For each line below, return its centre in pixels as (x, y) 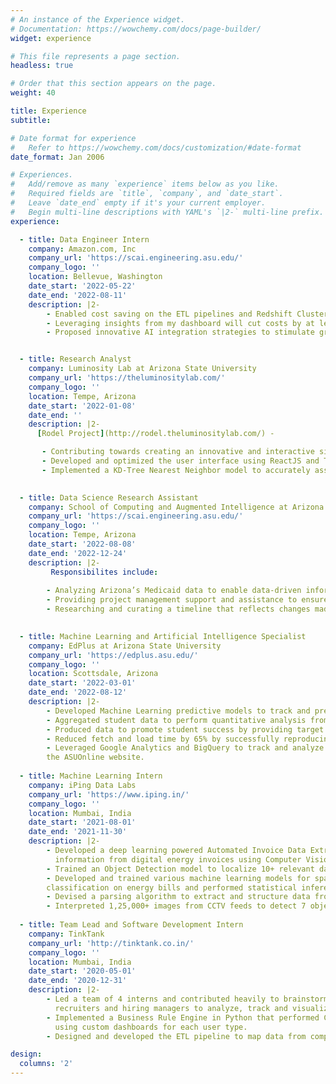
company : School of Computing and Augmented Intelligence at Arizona (176, 507)
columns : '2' (46, 1064)
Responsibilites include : (104, 572)
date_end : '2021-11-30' (78, 832)
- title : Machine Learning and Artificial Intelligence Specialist (163, 636)
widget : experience (51, 38)
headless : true (42, 66)
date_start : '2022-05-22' (82, 286)
